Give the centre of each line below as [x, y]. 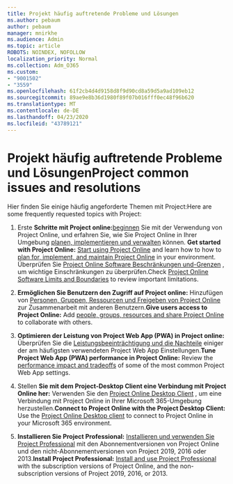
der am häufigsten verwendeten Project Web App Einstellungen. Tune [116, 350]
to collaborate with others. [55, 322]
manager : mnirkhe [32, 33]
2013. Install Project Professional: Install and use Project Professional [117, 459]
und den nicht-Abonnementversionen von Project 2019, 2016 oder [112, 451]
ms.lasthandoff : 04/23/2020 [48, 117]
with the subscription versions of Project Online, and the [98, 466]
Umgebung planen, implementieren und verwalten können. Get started [119, 242]
